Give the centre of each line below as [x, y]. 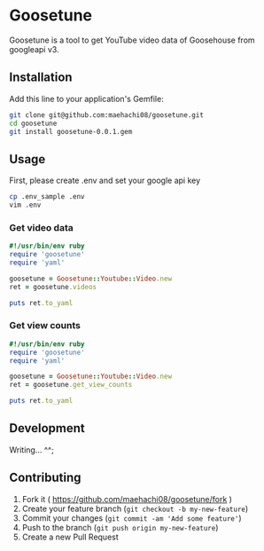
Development [47, 428]
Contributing [45, 478]
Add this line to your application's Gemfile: [86, 98]
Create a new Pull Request [70, 537]
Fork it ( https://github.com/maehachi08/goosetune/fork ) [127, 499]
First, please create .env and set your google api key [105, 181]
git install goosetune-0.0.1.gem [71, 131]
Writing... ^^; [32, 450]
